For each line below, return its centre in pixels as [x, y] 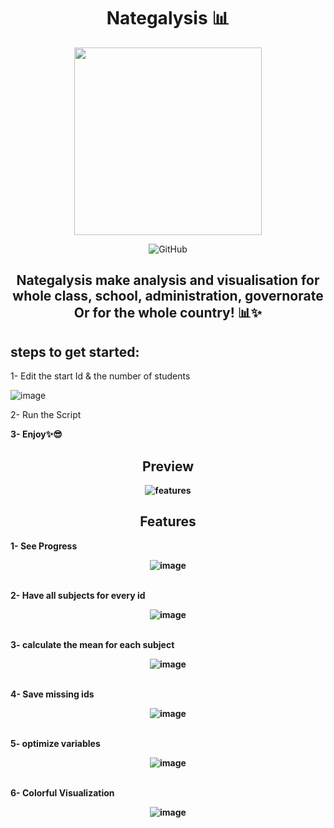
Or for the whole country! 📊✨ [168, 313]
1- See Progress [44, 546]
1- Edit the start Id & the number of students [100, 376]
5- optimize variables [55, 743]
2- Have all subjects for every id [78, 595]
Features [168, 521]
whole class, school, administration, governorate [168, 296]
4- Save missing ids [52, 694]
